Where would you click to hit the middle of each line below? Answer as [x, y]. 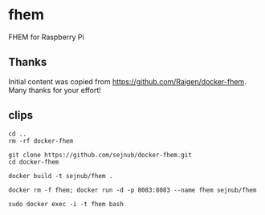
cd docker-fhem [34, 162]
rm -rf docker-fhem [41, 141]
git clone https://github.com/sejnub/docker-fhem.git [100, 155]
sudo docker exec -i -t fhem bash [66, 204]
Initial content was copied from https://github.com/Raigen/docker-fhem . [127, 81]
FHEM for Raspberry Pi [46, 37]
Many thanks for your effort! [55, 90]
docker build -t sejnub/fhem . [61, 176]
